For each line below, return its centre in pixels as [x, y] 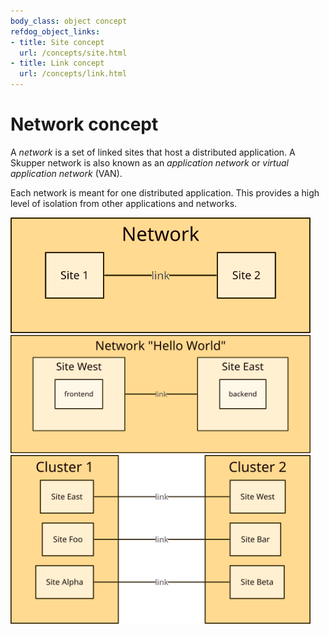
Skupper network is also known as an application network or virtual [149, 162]
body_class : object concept [69, 21]
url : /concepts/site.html [73, 53]
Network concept [84, 124]
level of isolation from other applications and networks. [124, 203]
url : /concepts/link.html [73, 74]
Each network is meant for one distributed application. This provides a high [165, 192]
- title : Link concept [57, 63]
